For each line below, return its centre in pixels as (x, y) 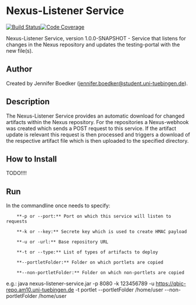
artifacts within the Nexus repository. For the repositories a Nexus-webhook (97, 122)
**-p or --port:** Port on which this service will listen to (94, 217)
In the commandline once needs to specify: (58, 205)
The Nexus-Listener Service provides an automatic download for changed (95, 116)
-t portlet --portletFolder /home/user (119, 290)
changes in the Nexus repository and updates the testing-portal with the (93, 44)
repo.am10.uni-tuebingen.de (40, 290)
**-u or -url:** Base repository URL (63, 242)
